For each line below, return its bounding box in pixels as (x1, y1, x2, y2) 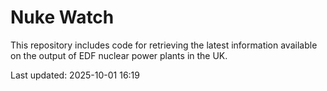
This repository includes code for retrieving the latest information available (10, 39, 318, 51)
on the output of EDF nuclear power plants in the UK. (10, 49, 228, 61)
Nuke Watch (10, 6, 115, 29)
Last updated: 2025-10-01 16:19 (10, 69, 140, 81)
